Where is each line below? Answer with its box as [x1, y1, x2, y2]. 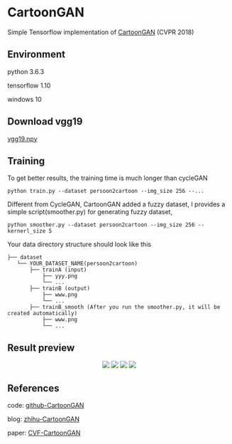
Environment [7, 48, 66, 60]
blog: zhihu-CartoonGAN [7, 415, 80, 423]
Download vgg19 [7, 115, 83, 128]
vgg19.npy [7, 134, 38, 143]
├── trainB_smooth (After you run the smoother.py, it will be [29, 304, 221, 311]
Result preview [7, 342, 75, 354]
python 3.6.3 [7, 67, 45, 75]
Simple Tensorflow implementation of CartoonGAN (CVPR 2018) [7, 28, 194, 36]
